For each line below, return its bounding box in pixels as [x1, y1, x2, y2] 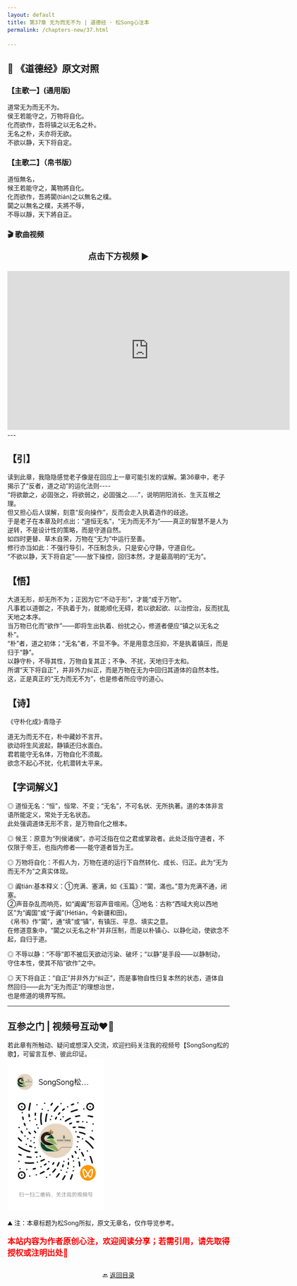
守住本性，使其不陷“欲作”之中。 [7, 958, 100, 967]
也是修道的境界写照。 [7, 991, 69, 999]
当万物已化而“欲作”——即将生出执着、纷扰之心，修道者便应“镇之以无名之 [7, 621, 220, 630]
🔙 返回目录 [102, 1271, 135, 1280]
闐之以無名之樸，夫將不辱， [7, 201, 88, 210]
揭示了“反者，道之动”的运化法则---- [7, 482, 111, 490]
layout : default [7, 11, 55, 18]
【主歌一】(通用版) [7, 85, 71, 95]
